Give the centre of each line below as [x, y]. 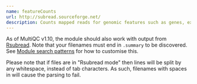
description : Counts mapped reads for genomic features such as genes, [95, 22]
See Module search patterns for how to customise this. [72, 51]
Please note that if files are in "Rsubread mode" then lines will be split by [94, 62]
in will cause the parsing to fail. [43, 75]
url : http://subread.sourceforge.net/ [53, 17]
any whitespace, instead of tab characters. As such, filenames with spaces [96, 69]
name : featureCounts [31, 11]
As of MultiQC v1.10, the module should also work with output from [86, 39]
